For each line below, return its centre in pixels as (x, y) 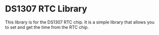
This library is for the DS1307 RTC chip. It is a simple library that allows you (80, 22)
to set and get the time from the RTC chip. (47, 27)
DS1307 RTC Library (46, 9)
